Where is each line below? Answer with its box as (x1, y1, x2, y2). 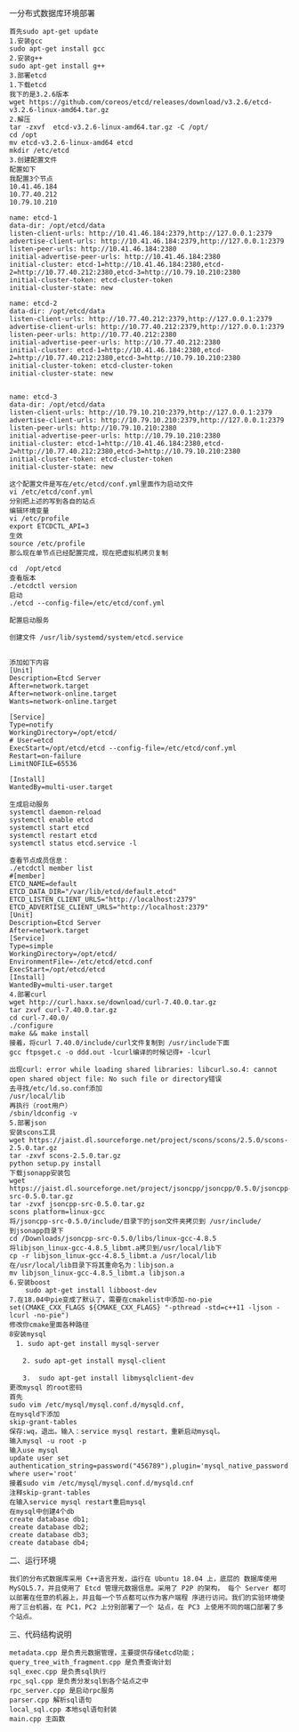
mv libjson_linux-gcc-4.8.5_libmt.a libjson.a (9, 1269, 185, 1277)
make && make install (9, 1029, 90, 1038)
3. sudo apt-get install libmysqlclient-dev (21, 1374, 194, 1382)
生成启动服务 (9, 800, 50, 809)
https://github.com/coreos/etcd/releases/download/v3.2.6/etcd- (28, 98, 273, 107)
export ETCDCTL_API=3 (9, 522, 90, 531)
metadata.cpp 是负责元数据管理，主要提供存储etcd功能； (9, 1648, 197, 1657)
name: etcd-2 (9, 299, 58, 308)
